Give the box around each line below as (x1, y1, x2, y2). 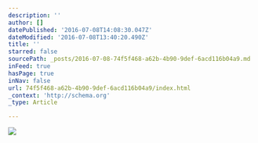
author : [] (8, 19, 44, 27)
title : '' (8, 41, 41, 48)
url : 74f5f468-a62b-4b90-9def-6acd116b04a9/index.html (8, 84, 191, 92)
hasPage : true (8, 70, 55, 77)
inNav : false (8, 77, 51, 84)
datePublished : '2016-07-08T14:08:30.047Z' (8, 26, 153, 34)
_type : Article (8, 98, 58, 106)
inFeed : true (8, 63, 51, 70)
